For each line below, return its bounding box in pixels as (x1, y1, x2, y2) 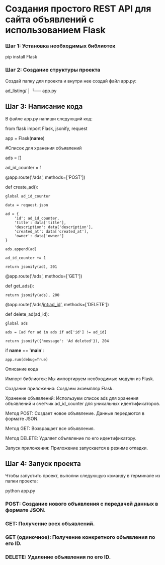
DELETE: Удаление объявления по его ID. (5, 553, 111, 560)
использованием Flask (5, 25, 106, 36)
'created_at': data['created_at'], (14, 229, 89, 234)
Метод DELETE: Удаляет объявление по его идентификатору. (5, 435, 137, 441)
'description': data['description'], (14, 225, 94, 230)
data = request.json (5, 202, 49, 207)
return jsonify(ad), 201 (5, 264, 57, 269)
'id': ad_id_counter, (14, 216, 59, 221)
